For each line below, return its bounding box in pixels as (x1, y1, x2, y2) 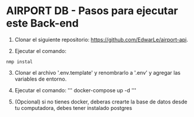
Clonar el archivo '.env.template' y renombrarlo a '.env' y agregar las (14, 69, 181, 76)
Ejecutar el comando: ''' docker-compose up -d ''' (14, 86, 137, 93)
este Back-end (6, 16, 79, 30)
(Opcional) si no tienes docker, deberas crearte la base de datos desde (14, 98, 188, 105)
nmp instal (6, 59, 33, 65)
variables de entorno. (14, 75, 67, 82)
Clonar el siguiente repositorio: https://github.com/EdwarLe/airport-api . (14, 36, 189, 43)
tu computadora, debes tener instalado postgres (14, 104, 133, 111)
